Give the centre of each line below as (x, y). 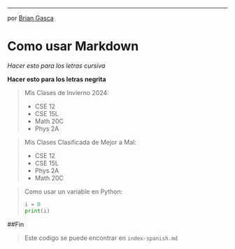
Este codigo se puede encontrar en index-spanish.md (101, 238)
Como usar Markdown (73, 47)
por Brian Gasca (30, 18)
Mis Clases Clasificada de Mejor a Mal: (80, 142)
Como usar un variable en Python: (73, 191)
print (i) (37, 211)
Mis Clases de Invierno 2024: (67, 92)
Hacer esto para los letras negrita (57, 79)
